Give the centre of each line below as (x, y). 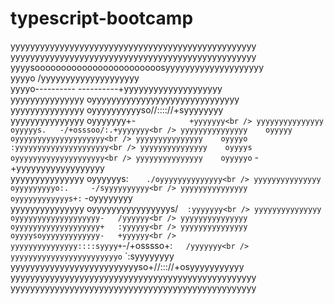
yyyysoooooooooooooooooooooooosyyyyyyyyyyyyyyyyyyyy (137, 67)
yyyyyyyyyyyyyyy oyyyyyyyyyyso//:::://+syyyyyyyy (117, 109)
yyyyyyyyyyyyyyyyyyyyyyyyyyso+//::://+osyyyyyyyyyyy (127, 266)
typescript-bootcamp (102, 18)
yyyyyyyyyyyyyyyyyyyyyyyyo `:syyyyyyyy (92, 256)
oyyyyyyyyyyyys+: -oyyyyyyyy (71, 198)
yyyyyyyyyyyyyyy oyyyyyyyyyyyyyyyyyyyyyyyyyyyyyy (125, 99)
